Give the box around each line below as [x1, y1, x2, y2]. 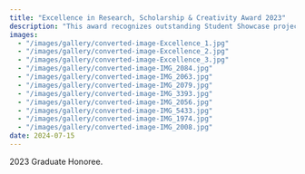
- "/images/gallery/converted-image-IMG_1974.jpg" [17, 114, 213, 123]
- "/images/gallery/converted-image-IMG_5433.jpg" [17, 106, 213, 115]
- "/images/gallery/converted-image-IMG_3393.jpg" [17, 89, 213, 98]
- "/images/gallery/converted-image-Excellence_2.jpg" [17, 47, 230, 56]
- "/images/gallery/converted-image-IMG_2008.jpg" [17, 123, 213, 132]
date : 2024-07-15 [9, 131, 75, 140]
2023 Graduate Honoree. [9, 156, 103, 167]
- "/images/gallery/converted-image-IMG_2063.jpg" [17, 72, 213, 82]
